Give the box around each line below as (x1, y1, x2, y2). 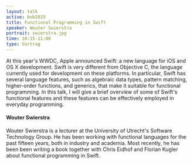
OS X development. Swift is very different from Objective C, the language (6, 63, 183, 70)
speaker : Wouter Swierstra (6, 25, 72, 31)
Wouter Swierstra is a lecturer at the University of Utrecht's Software (6, 127, 172, 135)
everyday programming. (6, 101, 65, 108)
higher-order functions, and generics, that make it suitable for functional (6, 82, 181, 89)
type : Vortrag (6, 42, 41, 47)
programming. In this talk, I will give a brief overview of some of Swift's (6, 88, 178, 95)
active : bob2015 (6, 14, 46, 20)
